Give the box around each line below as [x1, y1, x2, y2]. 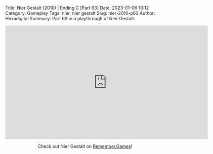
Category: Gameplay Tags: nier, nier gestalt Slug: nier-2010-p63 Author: [5, 10, 155, 16]
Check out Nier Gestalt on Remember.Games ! [37, 143, 133, 149]
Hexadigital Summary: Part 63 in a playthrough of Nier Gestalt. [5, 16, 136, 21]
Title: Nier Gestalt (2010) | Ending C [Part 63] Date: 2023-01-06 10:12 [5, 5, 149, 11]
